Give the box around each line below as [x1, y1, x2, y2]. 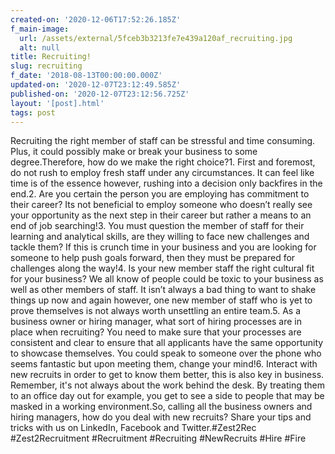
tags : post [10, 107, 56, 118]
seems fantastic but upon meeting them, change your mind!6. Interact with [10, 358, 318, 370]
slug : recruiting [10, 61, 83, 71]
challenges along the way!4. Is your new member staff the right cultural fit [10, 262, 315, 275]
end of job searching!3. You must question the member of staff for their [10, 220, 305, 232]
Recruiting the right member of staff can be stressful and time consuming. [10, 135, 316, 147]
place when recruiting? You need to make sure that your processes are [10, 326, 302, 338]
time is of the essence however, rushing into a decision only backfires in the [10, 177, 323, 190]
